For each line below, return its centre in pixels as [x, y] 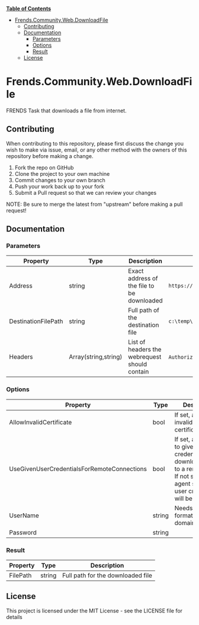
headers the [145, 350]
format [184, 516]
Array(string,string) [96, 357]
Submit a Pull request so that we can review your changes [86, 192]
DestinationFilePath [36, 321]
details [14, 617]
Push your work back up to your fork [60, 186]
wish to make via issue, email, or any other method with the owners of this [97, 150]
